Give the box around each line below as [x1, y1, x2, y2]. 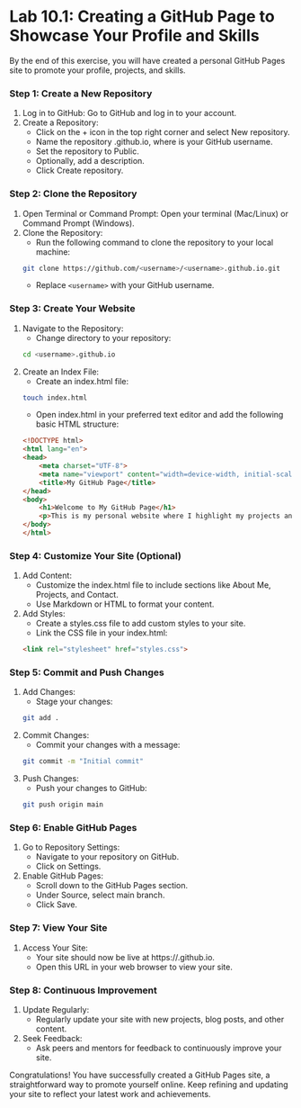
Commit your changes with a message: [35, 740, 181, 751]
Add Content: [22, 570, 72, 581]
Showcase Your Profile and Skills [9, 25, 260, 46]
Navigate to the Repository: [22, 322, 124, 334]
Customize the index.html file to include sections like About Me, [35, 580, 271, 590]
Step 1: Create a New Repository [9, 87, 153, 100]
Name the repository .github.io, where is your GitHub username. [35, 137, 273, 148]
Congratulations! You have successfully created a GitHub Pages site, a [9, 1069, 270, 1080]
